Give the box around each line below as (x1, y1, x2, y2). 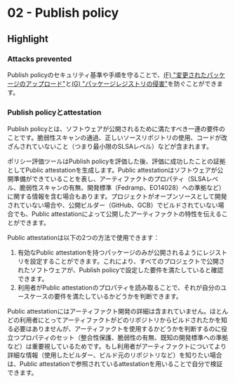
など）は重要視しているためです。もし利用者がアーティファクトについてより (7, 342, 227, 351)
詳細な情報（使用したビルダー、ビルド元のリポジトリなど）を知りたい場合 (7, 351, 222, 359)
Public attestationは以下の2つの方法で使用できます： (7, 234, 160, 242)
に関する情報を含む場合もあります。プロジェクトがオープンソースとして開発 (7, 192, 227, 201)
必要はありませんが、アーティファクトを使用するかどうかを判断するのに (13, 325, 222, 333)
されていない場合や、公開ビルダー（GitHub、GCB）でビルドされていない (7, 201, 219, 210)
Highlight (7, 33, 49, 45)
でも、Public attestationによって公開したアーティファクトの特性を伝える (13, 210, 222, 218)
